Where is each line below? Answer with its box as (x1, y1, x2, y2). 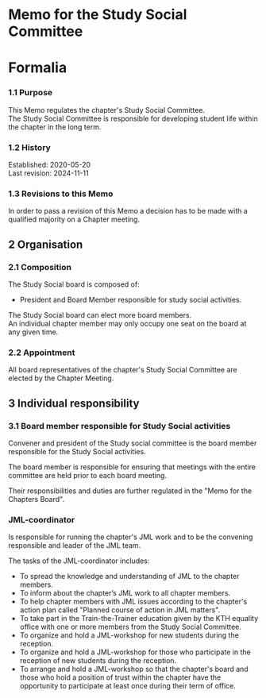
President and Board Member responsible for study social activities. (19, 295, 242, 304)
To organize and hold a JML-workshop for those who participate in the (19, 647, 252, 657)
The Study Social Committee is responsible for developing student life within (8, 114, 258, 123)
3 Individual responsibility (8, 396, 140, 410)
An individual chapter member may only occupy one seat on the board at (8, 318, 247, 328)
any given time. (8, 327, 59, 337)
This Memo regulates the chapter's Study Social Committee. (8, 105, 205, 114)
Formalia (8, 59, 67, 77)
